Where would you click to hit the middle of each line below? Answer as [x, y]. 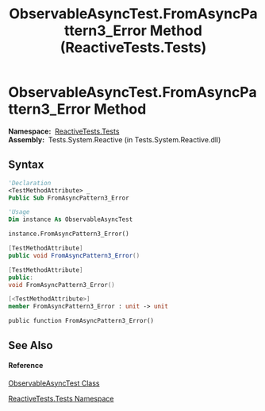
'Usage [19, 212]
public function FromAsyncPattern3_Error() [81, 321]
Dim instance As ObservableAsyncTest [71, 219]
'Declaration [30, 183]
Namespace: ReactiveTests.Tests [64, 131]
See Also [31, 345]
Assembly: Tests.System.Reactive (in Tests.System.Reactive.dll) [115, 139]
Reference [26, 366]
